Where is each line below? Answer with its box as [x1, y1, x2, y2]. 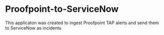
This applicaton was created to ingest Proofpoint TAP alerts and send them [5, 20, 160, 26]
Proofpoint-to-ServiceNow [5, 3, 119, 15]
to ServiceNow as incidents [5, 25, 61, 31]
